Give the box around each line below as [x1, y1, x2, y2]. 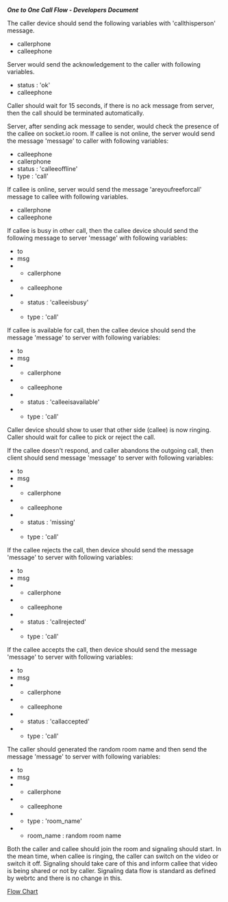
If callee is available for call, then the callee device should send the [7, 326, 197, 334]
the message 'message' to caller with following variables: [7, 137, 169, 145]
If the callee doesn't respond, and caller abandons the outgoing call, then [7, 447, 214, 454]
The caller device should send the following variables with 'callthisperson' [7, 19, 216, 27]
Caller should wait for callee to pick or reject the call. [7, 433, 156, 441]
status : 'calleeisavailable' [27, 398, 100, 406]
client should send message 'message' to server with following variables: [7, 453, 214, 462]
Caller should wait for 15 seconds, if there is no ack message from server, [7, 102, 214, 109]
